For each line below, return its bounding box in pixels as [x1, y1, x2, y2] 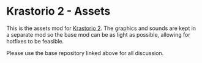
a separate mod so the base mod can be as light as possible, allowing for [6, 31, 191, 38]
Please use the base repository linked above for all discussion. [6, 49, 164, 56]
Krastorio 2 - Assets [6, 4, 111, 18]
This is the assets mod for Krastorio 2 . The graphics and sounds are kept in [6, 24, 196, 32]
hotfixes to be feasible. [6, 37, 64, 45]
